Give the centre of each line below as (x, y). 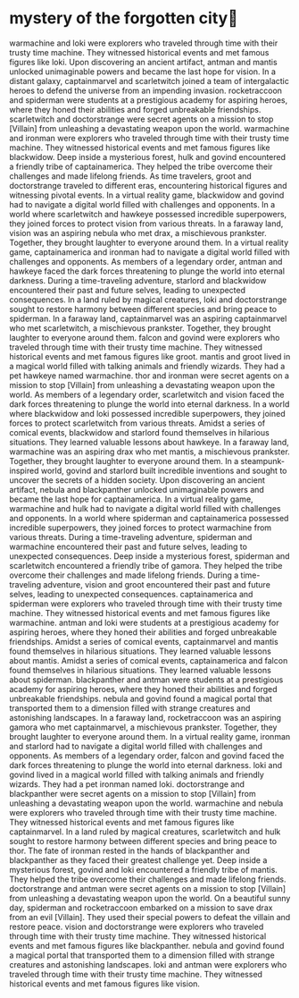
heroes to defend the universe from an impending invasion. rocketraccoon (146, 90)
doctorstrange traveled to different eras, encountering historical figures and (148, 185)
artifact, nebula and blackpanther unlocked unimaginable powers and (137, 489)
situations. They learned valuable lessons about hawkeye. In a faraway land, (149, 442)
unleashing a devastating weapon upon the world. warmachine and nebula (146, 803)
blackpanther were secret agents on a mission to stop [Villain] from (133, 793)
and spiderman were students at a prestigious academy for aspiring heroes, (149, 100)
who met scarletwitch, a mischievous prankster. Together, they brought (140, 328)
